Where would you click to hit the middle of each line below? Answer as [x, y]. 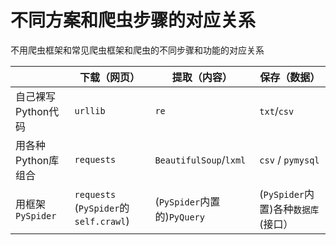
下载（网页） [109, 77]
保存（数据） [290, 77]
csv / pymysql [289, 159]
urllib [90, 110]
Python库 [37, 160]
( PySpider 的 [102, 208]
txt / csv [277, 111]
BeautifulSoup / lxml [200, 159]
